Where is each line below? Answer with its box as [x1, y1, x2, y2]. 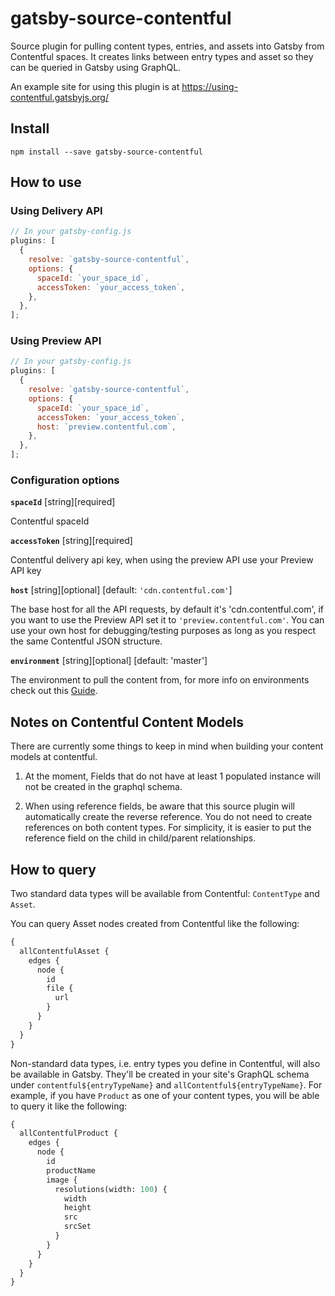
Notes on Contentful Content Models [10, 713, 245, 731]
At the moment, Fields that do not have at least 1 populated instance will [24, 770, 321, 782]
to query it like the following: [10, 1100, 128, 1112]
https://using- [181, 80, 239, 92]
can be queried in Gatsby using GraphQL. [10, 61, 182, 73]
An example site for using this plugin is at [10, 80, 180, 92]
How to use [10, 174, 82, 191]
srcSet [63, 1222, 92, 1232]
